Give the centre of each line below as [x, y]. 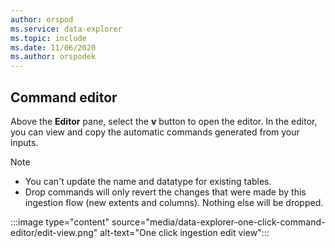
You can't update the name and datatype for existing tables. [148, 181]
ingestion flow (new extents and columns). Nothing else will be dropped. [174, 202]
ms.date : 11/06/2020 [53, 47]
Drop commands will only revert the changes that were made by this [165, 192]
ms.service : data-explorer [66, 29]
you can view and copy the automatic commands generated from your [155, 132]
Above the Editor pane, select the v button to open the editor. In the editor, [164, 121]
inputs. [24, 142]
